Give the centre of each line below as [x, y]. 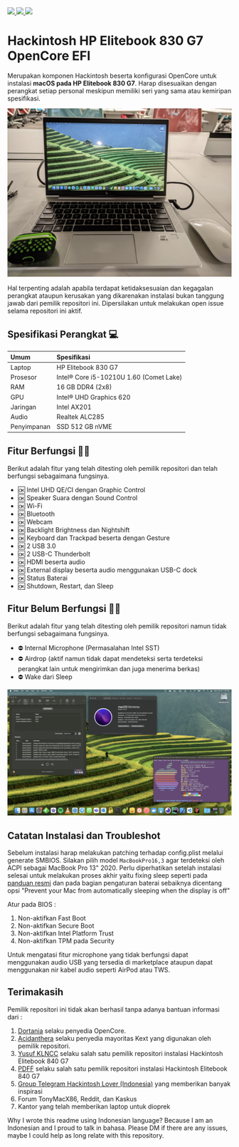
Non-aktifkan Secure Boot [56, 925]
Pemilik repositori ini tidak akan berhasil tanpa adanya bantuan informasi [113, 1009]
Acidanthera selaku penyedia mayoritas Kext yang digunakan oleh [114, 1038]
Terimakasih [36, 992]
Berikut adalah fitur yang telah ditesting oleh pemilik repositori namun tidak [117, 626]
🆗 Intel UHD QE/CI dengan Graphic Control [81, 489]
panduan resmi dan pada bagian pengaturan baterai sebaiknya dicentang [115, 883]
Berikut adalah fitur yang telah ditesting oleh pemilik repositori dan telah [113, 468]
